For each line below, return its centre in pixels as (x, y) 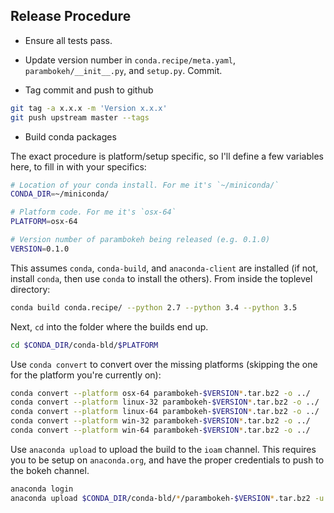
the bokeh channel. (50, 470)
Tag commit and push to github (89, 90)
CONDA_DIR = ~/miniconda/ (60, 194)
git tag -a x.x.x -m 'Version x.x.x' (89, 108)
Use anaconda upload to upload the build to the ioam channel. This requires (163, 449)
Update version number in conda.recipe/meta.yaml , (130, 60)
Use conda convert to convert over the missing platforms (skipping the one (164, 364)
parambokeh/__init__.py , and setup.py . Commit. (123, 70)
